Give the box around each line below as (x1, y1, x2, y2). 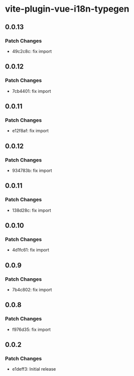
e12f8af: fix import (12, 128, 49, 134)
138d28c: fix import (12, 207, 51, 213)
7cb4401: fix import (12, 88, 51, 94)
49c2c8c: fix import (12, 48, 52, 54)
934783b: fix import (12, 167, 52, 173)
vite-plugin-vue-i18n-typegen (5, 3, 130, 15)
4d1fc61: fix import (12, 247, 50, 253)
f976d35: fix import (12, 326, 51, 332)
